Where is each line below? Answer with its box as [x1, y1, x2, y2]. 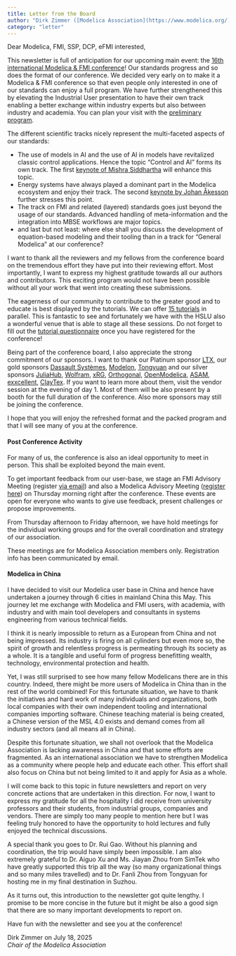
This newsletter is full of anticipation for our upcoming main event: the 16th [7, 56, 224, 65]
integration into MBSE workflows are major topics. [17, 218, 163, 226]
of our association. [7, 532, 62, 541]
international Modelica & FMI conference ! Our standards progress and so [7, 64, 218, 72]
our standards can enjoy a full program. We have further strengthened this [7, 86, 223, 95]
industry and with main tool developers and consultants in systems [7, 608, 201, 616]
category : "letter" [7, 23, 65, 30]
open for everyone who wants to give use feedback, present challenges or [7, 497, 223, 505]
